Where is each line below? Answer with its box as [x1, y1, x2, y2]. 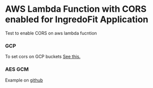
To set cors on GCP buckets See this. [5, 54, 81, 59]
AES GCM [5, 66, 29, 73]
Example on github [5, 77, 43, 83]
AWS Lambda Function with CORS [5, 3, 147, 15]
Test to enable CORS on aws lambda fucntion [5, 30, 97, 36]
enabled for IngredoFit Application [5, 14, 149, 25]
